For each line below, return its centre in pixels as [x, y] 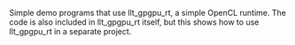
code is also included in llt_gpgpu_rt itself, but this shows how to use [134, 22]
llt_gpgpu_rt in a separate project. [70, 31]
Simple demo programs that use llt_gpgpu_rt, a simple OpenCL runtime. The [147, 13]
